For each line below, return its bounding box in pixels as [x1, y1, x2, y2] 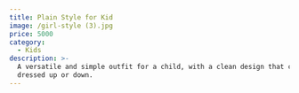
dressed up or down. [17, 71, 93, 80]
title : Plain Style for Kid [9, 12, 114, 22]
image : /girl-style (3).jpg [9, 21, 114, 30]
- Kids [17, 46, 42, 55]
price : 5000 [9, 29, 53, 38]
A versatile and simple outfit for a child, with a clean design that [17, 63, 285, 72]
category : [9, 37, 46, 47]
